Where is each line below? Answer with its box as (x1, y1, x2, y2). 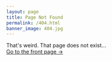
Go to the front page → (6, 48, 63, 56)
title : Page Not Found (6, 14, 63, 20)
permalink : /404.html (6, 20, 61, 26)
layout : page (6, 8, 39, 15)
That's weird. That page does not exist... (6, 42, 107, 49)
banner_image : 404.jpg (6, 25, 63, 32)
